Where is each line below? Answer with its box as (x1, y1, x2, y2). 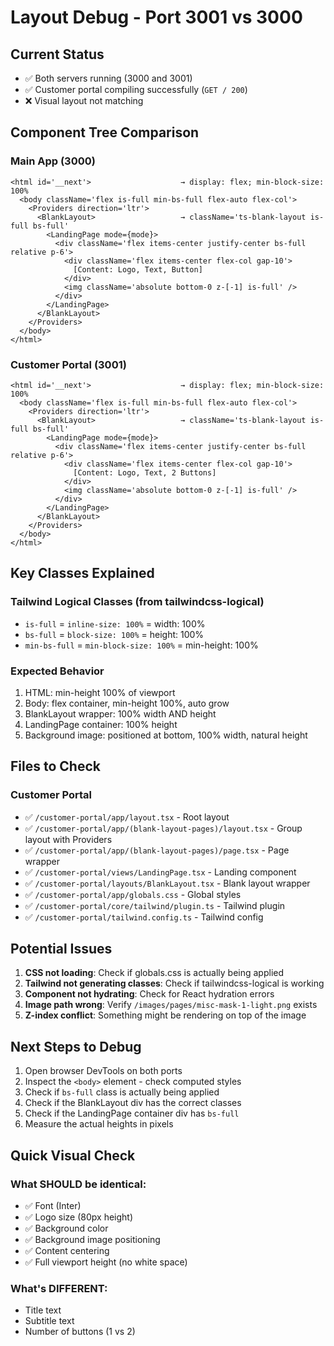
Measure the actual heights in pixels (24, 1118, 174, 1130)
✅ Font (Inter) (24, 1199, 82, 1211)
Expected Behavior (10, 664, 105, 678)
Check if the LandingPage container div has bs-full (24, 1107, 240, 1120)
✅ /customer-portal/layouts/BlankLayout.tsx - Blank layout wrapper (24, 877, 311, 889)
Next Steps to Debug (10, 1038, 142, 1055)
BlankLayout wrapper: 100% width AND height (24, 707, 217, 720)
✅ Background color (24, 1222, 109, 1234)
